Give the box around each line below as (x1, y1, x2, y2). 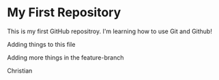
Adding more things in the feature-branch (7, 53, 124, 62)
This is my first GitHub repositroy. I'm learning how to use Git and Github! (7, 27, 213, 35)
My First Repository (7, 5, 121, 20)
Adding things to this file (7, 40, 76, 48)
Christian (7, 66, 33, 75)
